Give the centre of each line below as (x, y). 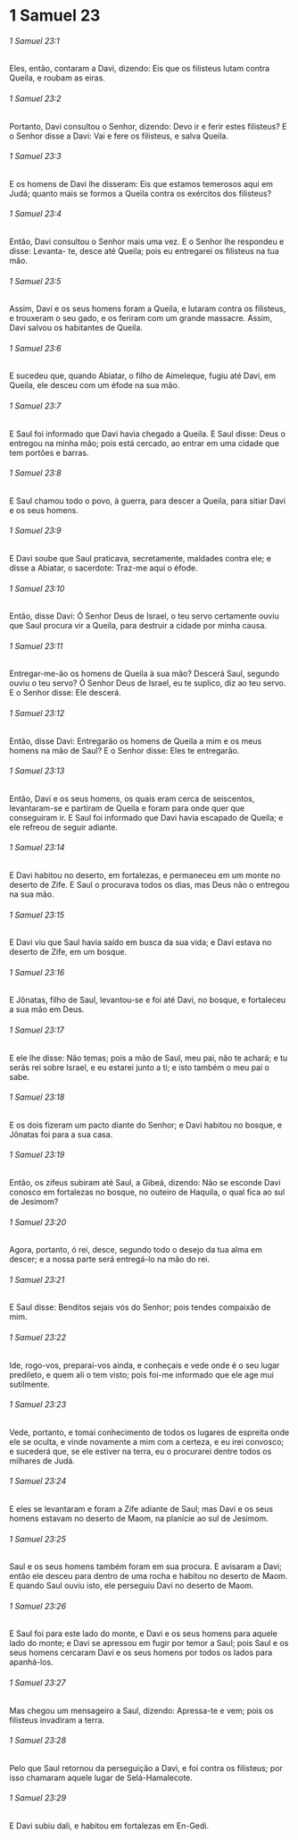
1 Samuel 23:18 (37, 1097)
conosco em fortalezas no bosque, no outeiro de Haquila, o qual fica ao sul (147, 1192)
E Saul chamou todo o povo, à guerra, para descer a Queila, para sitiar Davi (148, 501)
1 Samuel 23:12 (37, 713)
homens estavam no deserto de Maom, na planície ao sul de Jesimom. (139, 1519)
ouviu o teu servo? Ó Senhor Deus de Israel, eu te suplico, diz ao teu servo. (148, 683)
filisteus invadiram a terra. (57, 1720)
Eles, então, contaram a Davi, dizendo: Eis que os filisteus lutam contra (140, 69)
